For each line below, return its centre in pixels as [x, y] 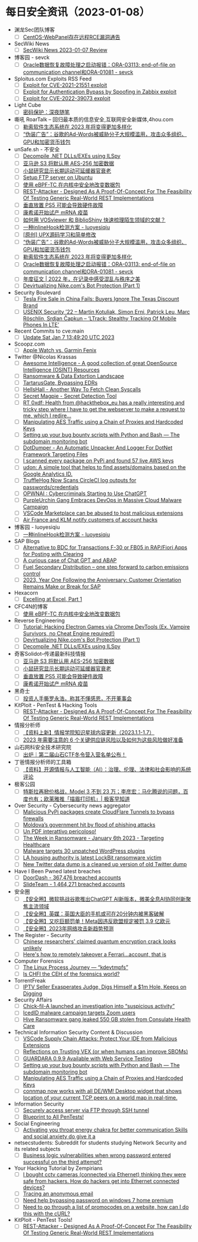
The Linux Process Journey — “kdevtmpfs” [75, 967]
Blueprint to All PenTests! [53, 1117]
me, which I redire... [47, 416]
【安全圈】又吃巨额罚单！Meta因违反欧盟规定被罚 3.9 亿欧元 [97, 921]
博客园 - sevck [32, 57]
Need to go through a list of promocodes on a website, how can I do [106, 1207]
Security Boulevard [38, 292]
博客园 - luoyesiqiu [37, 527]
